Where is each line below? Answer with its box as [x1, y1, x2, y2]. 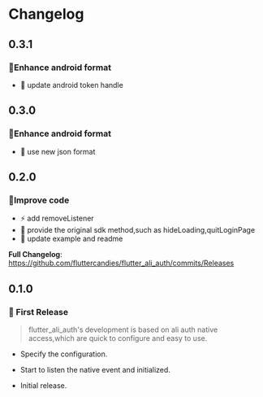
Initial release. [19, 380, 67, 390]
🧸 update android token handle [19, 80, 123, 89]
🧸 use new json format [19, 146, 96, 156]
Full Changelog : [8, 250, 63, 260]
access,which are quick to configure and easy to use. [28, 333, 208, 342]
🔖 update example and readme [19, 233, 123, 244]
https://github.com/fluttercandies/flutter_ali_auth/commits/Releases [8, 258, 235, 268]
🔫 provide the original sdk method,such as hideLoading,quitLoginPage [19, 225, 256, 235]
